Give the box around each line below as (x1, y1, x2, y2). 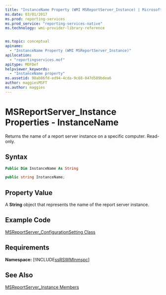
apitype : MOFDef (5, 62, 39, 67)
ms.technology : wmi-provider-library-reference (5, 26, 105, 31)
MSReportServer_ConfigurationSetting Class (5, 229, 95, 235)
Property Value (5, 189, 53, 197)
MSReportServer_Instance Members (5, 284, 79, 290)
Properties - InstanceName (5, 117, 119, 128)
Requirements (5, 244, 49, 252)
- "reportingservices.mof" (9, 57, 65, 62)
